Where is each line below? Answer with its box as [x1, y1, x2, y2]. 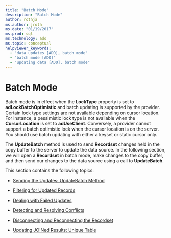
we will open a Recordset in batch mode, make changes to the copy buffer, [5, 152, 163, 159]
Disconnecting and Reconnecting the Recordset [12, 217, 114, 223]
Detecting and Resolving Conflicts [12, 207, 85, 213]
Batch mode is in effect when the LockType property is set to [5, 99, 134, 105]
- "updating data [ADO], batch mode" [10, 60, 90, 65]
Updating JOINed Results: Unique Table [12, 227, 96, 233]
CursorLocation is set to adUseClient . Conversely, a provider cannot [5, 121, 151, 127]
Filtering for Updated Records [12, 187, 76, 193]
